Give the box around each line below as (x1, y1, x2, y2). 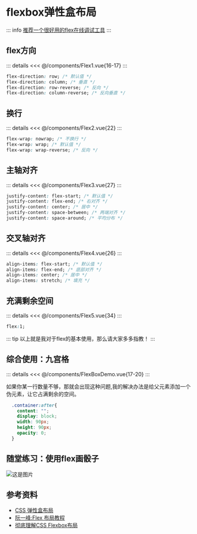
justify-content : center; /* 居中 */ (6, 204, 98, 210)
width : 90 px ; (17, 419, 50, 425)
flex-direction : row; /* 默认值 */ (6, 73, 92, 80)
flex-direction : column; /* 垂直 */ (6, 79, 96, 85)
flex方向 (6, 45, 37, 56)
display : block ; (17, 413, 58, 419)
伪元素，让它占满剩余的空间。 (6, 390, 79, 398)
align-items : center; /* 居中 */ (6, 272, 88, 278)
